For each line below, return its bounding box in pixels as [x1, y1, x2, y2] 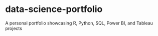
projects [5, 25, 23, 31]
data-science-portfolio [5, 3, 103, 15]
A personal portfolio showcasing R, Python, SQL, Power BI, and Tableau [5, 20, 153, 26]
